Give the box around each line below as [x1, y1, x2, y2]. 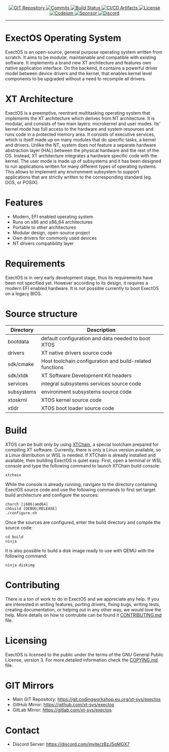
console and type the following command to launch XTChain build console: [5, 462, 160, 468]
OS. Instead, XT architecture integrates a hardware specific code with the [5, 152, 157, 158]
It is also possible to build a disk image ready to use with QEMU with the [5, 547, 154, 553]
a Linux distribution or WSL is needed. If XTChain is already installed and [5, 452, 156, 458]
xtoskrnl [8, 396, 27, 403]
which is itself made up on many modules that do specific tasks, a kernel [5, 136, 156, 143]
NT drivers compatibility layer [12, 240, 74, 246]
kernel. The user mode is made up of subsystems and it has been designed [5, 158, 161, 164]
